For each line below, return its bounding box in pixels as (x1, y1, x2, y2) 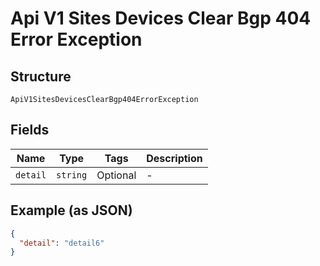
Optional (96, 168, 137, 182)
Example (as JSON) (10, 202, 133, 219)
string (56, 169, 88, 181)
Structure (10, 68, 72, 85)
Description (146, 151, 203, 165)
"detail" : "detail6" (19, 238, 105, 248)
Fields (10, 122, 50, 139)
